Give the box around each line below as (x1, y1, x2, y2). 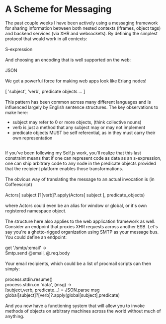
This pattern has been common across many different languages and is (5, 99, 151, 105)
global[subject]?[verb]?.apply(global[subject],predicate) (5, 292, 120, 298)
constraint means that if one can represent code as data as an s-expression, (5, 155, 162, 161)
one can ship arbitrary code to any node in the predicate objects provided (5, 160, 157, 166)
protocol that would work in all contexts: (5, 36, 87, 42)
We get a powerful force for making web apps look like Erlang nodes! (5, 78, 147, 84)
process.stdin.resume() (5, 276, 53, 282)
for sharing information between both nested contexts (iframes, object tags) (5, 25, 161, 31)
